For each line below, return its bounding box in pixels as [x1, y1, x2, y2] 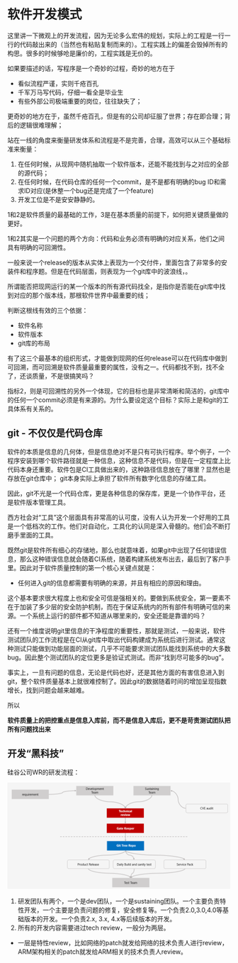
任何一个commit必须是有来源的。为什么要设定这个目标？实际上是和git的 [13, 395, 223, 404]
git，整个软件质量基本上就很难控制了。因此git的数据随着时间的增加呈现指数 [7, 677, 227, 685]
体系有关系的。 [13, 404, 57, 413]
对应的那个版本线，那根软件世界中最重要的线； [13, 291, 150, 299]
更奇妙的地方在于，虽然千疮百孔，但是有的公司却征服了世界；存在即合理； [7, 111, 225, 121]
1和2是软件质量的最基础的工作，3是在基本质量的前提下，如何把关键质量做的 [7, 210, 229, 218]
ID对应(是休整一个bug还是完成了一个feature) [23, 186, 154, 195]
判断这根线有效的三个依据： [7, 306, 89, 314]
